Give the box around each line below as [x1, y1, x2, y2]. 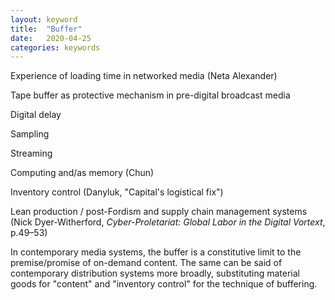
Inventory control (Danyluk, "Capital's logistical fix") [10, 186, 224, 198]
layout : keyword [10, 14, 78, 25]
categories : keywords [10, 42, 101, 53]
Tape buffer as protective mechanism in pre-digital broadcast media [10, 89, 291, 101]
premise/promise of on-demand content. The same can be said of [10, 257, 283, 269]
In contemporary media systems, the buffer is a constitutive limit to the [10, 246, 302, 258]
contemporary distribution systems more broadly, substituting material [10, 267, 300, 280]
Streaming [10, 147, 53, 160]
